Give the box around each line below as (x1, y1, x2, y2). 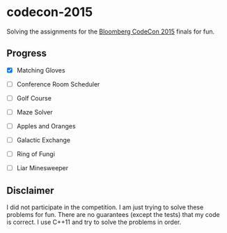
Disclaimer (6, 184, 54, 196)
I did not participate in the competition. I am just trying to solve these (6, 203, 204, 211)
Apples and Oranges (16, 122, 76, 130)
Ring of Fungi (16, 150, 55, 158)
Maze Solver (16, 107, 53, 116)
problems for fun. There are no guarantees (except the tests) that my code (6, 211, 220, 219)
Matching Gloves (16, 66, 65, 74)
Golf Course (16, 93, 52, 102)
